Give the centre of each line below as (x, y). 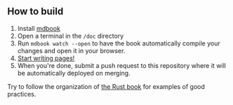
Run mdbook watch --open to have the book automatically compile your (119, 43)
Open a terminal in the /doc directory (71, 36)
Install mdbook (39, 28)
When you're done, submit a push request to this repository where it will (122, 65)
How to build (35, 12)
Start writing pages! (46, 58)
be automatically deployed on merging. (74, 73)
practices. (22, 94)
